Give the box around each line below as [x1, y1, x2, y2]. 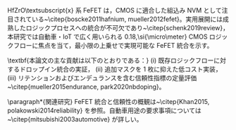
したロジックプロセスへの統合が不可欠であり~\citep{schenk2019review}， [13, 24, 230, 32]
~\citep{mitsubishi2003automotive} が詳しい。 [7, 115, 143, 123]
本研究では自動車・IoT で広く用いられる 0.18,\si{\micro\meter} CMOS [7, 32, 208, 41]
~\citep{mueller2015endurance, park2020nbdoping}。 [7, 83, 166, 91]
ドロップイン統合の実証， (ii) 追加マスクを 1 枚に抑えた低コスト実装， [19, 65, 222, 73]
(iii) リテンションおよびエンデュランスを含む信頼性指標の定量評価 [7, 74, 197, 82]
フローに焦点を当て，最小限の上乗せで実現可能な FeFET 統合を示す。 [13, 41, 213, 49]
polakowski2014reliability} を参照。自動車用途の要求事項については [7, 106, 202, 115]
